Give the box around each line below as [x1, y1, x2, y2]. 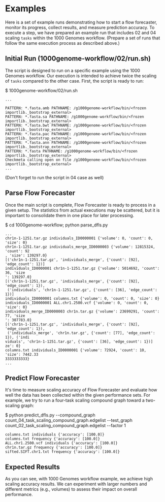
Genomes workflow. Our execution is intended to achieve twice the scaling [5, 72, 157, 79]
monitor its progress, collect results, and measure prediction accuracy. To [5, 24, 155, 30]
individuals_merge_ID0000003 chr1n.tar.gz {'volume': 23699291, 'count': [5, 309, 160, 314]
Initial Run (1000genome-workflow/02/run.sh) [5, 55, 151, 63]
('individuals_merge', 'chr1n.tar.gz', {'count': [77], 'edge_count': [7, 330, 155, 335]
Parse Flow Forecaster [5, 189, 75, 197]
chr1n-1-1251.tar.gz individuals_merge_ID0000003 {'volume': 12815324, [5, 244, 155, 249]
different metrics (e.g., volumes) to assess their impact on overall [5, 486, 137, 492]
